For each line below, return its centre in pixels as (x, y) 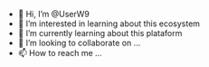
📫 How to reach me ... (60, 53)
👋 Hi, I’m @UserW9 (54, 14)
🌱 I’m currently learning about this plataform (100, 33)
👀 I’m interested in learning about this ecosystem (109, 24)
